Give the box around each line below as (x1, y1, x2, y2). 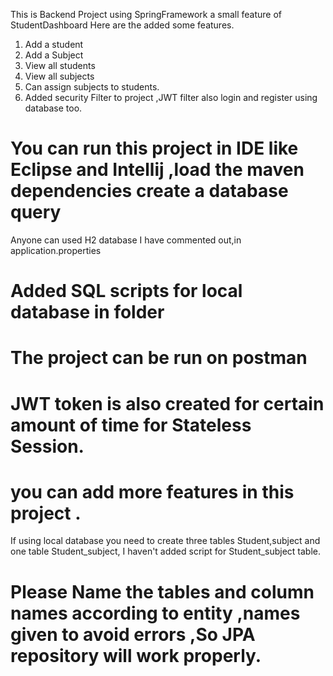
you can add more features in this (10, 480, 295, 503)
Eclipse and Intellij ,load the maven (10, 159, 305, 181)
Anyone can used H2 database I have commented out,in (10, 234, 242, 246)
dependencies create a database (10, 180, 289, 203)
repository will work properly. (10, 644, 262, 667)
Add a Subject (24, 49, 84, 61)
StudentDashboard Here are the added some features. (10, 19, 235, 31)
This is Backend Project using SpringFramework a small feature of (10, 9, 282, 20)
